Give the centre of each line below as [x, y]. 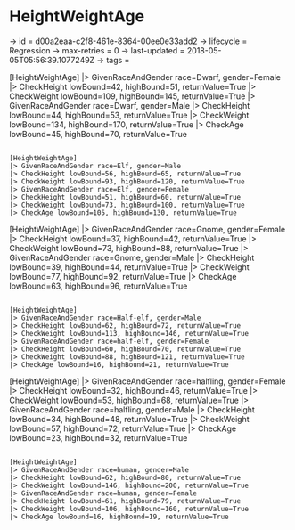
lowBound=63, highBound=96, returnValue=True [98, 286]
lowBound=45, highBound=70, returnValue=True [98, 134]
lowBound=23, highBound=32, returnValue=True [98, 437]
